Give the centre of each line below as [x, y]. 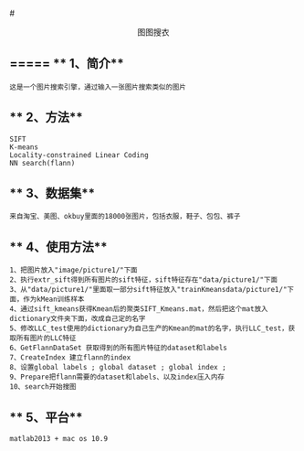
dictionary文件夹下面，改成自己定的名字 [78, 319]
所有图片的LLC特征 [46, 338]
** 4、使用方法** [58, 247]
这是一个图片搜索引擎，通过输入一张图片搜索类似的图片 [98, 87]
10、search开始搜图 [43, 387]
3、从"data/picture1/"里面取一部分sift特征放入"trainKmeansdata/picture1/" [148, 290]
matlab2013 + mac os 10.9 [58, 439]
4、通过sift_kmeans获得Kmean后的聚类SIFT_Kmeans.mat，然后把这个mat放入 [139, 309]
